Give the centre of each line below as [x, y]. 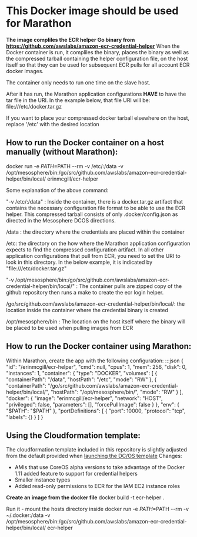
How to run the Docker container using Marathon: [99, 346]
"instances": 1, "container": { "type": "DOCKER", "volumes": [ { [82, 373]
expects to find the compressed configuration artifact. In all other [85, 250]
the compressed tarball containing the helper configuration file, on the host [97, 58]
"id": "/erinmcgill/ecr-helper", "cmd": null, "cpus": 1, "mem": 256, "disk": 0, [96, 366]
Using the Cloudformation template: [74, 435]
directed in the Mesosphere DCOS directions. [61, 220]
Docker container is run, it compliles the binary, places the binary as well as [98, 52]
